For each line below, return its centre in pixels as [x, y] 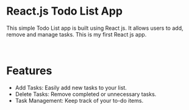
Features [29, 71]
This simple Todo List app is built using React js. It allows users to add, [95, 28]
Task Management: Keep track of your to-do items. [79, 100]
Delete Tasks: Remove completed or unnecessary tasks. [86, 94]
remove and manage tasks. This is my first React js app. [77, 34]
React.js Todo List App [65, 11]
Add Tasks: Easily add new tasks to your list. [71, 88]
